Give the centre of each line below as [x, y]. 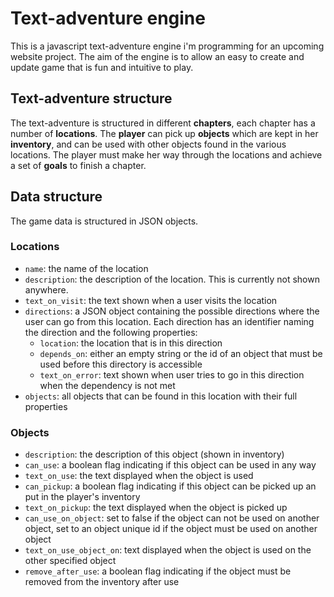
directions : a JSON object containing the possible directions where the [172, 311]
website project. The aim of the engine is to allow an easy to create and [157, 56]
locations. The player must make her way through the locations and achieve [166, 154]
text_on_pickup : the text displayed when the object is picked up [156, 508]
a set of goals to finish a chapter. [78, 165]
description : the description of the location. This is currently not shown [172, 279]
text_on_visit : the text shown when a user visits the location [151, 300]
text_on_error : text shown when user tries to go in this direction [172, 374]
